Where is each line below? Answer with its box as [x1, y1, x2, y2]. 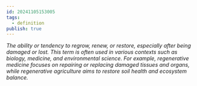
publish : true [6, 25, 42, 32]
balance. [6, 74, 28, 81]
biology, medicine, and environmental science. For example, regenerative [6, 55, 189, 62]
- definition [11, 20, 45, 26]
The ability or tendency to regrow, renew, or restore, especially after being [6, 42, 192, 49]
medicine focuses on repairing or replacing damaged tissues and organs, [6, 61, 190, 69]
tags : [6, 14, 20, 20]
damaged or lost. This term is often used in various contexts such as [6, 49, 178, 56]
